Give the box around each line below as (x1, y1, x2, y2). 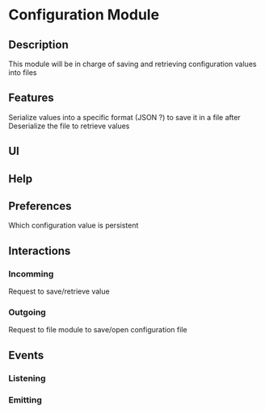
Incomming (8, 268, 54, 279)
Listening (8, 373, 46, 384)
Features (8, 91, 54, 105)
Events (8, 348, 44, 362)
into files (8, 68, 37, 77)
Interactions (8, 244, 71, 257)
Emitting (8, 394, 43, 405)
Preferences (8, 199, 72, 213)
